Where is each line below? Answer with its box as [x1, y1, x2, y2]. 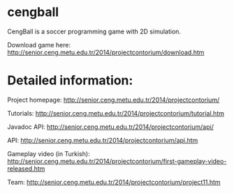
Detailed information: [7, 72, 133, 88]
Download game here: [7, 40, 71, 49]
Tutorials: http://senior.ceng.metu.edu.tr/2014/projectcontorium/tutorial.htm [7, 109, 225, 117]
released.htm [7, 164, 45, 173]
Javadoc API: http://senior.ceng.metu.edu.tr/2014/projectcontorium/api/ [7, 123, 214, 131]
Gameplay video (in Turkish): [7, 149, 90, 157]
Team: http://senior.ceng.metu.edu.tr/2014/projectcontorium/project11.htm [7, 178, 221, 186]
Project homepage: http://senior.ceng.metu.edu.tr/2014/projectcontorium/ [7, 95, 220, 104]
